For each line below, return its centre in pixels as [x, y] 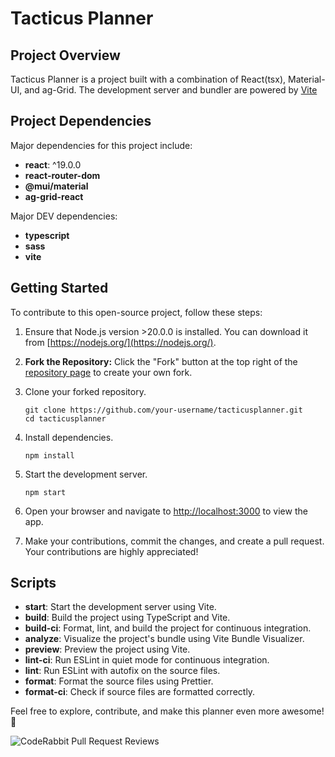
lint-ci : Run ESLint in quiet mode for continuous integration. [147, 660]
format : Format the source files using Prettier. [119, 681]
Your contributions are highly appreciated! [111, 551]
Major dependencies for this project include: [101, 145]
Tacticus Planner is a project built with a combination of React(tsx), [148, 79]
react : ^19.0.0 [53, 164]
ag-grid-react [54, 196]
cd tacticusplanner [65, 418]
